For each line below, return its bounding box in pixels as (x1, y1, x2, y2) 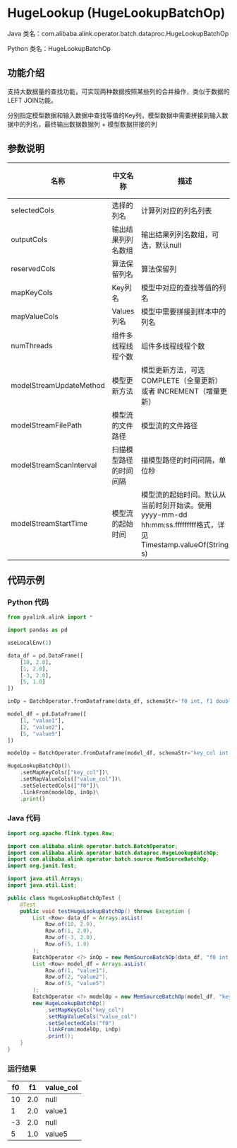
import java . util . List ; (7, 882, 78, 889)
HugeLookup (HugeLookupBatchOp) (7, 5, 226, 21)
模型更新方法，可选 (140, 365, 205, 374)
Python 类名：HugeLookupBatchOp (7, 44, 111, 52)
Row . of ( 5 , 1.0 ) (44, 941, 90, 948)
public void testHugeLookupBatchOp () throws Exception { (20, 907, 191, 914)
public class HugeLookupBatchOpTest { (7, 894, 121, 902)
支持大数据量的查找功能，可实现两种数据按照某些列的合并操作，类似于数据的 (7, 87, 230, 96)
